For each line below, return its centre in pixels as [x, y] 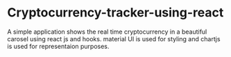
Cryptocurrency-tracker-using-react [115, 13]
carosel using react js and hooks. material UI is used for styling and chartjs [114, 38]
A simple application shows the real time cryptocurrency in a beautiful [107, 32]
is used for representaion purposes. [58, 46]
